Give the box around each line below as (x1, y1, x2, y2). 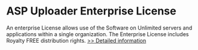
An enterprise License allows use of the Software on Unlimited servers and (6, 24, 193, 31)
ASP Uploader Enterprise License (6, 4, 177, 18)
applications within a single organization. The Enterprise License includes (6, 30, 189, 37)
